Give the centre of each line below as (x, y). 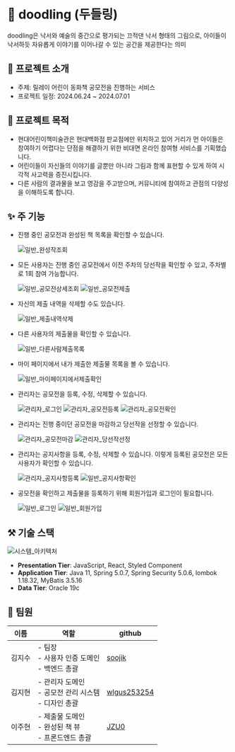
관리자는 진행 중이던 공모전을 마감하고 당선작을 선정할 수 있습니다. (108, 424)
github (130, 633)
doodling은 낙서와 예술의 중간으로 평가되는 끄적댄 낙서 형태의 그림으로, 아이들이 (117, 35)
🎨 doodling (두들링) (62, 15)
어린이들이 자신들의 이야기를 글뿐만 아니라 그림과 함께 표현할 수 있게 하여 (117, 165)
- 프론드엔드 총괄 (65, 737)
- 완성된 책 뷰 (59, 727)
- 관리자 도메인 (61, 682)
